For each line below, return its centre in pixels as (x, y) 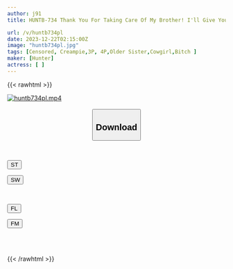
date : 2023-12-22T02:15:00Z (48, 39)
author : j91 (24, 14)
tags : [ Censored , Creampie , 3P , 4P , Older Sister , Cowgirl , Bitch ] (102, 52)
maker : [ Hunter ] (31, 59)
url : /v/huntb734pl (35, 33)
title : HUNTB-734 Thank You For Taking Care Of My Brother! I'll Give (111, 20)
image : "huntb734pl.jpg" (43, 46)
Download (116, 127)
